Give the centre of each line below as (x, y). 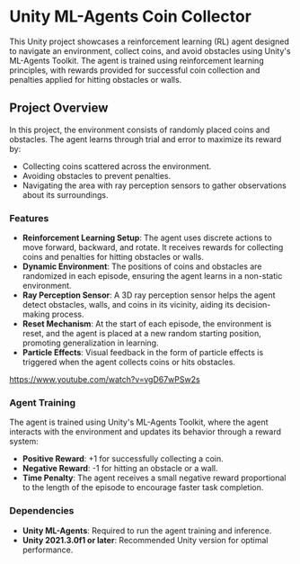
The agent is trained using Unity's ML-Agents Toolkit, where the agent (139, 422)
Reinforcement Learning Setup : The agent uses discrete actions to (147, 238)
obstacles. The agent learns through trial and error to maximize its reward (146, 139)
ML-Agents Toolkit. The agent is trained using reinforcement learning (137, 60)
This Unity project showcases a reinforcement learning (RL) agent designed (150, 41)
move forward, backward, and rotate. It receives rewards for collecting (153, 247)
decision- (253, 305)
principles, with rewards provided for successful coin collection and (135, 70)
